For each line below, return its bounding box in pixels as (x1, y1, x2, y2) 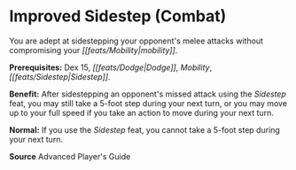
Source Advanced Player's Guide (9, 151, 131, 161)
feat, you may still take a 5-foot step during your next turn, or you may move (9, 97, 288, 108)
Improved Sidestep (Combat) (9, 6, 227, 27)
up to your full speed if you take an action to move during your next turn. (9, 107, 275, 118)
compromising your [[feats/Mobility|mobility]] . (9, 44, 178, 55)
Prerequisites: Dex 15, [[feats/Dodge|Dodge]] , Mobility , (9, 62, 213, 73)
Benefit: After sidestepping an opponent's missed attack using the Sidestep (9, 89, 286, 99)
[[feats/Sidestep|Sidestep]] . (9, 71, 111, 81)
